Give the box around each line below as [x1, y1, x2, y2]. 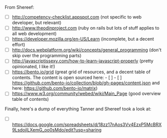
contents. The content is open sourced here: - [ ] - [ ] [12, 75, 122, 81]
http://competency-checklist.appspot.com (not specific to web [12, 14, 142, 20]
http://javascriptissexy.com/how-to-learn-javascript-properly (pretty [12, 58, 153, 64]
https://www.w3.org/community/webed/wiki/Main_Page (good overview [12, 90, 161, 97]
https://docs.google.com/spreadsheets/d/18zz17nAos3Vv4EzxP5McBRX [12, 121, 162, 127]
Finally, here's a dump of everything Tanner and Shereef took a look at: [5, 106, 151, 112]
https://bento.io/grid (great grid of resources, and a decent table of [12, 69, 151, 75]
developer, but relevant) [12, 20, 62, 26]
